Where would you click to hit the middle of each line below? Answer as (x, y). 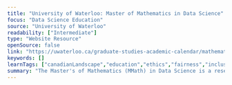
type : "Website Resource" (44, 39)
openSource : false (33, 45)
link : (15, 52)
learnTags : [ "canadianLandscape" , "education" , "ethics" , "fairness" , (106, 64)
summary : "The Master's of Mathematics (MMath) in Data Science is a (109, 71)
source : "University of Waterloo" (57, 26)
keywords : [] (26, 58)
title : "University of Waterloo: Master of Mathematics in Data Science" (116, 13)
